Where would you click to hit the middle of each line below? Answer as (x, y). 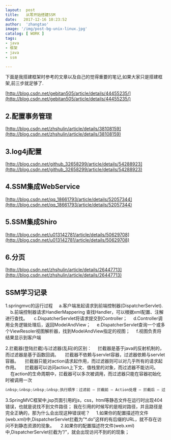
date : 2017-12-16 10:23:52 (36, 19)
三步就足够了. (30, 83)
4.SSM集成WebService (43, 187)
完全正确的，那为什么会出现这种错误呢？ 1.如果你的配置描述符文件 (77, 413)
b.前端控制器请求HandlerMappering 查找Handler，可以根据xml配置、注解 (87, 312)
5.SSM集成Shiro (31, 222)
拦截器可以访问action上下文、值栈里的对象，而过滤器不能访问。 (92, 368)
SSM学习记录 (26, 293)
